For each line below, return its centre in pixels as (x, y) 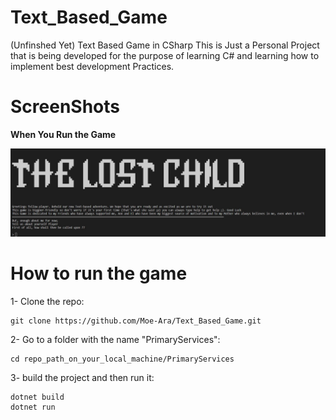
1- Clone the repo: (47, 301)
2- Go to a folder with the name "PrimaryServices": (115, 339)
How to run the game (99, 273)
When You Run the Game (63, 134)
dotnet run (33, 407)
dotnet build (37, 397)
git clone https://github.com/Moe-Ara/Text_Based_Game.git (136, 321)
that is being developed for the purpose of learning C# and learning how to (165, 55)
